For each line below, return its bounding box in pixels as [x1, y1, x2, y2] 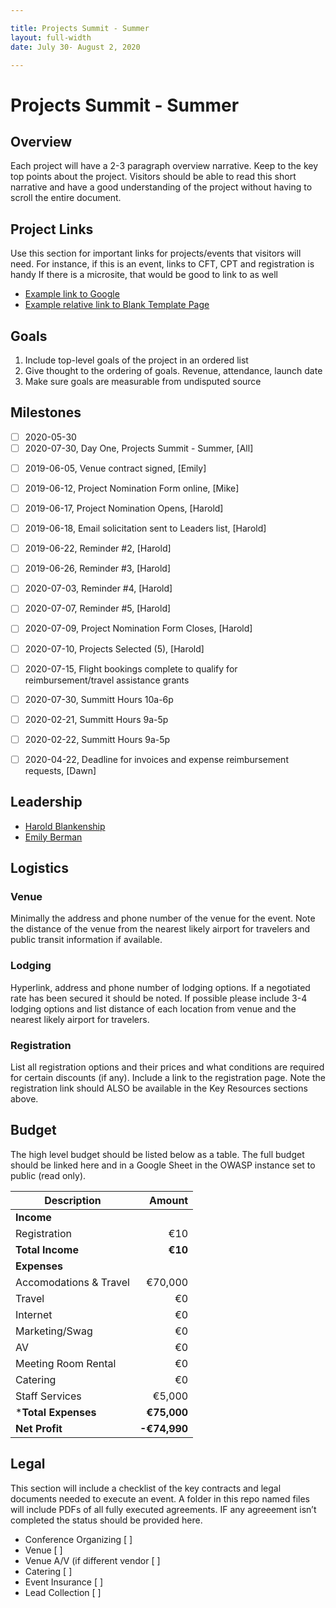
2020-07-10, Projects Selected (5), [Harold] [24, 642, 205, 655]
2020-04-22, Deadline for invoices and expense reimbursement [24, 753, 289, 765]
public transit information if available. [10, 934, 163, 946]
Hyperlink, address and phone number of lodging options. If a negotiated [10, 981, 311, 993]
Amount [149, 1193, 189, 1207]
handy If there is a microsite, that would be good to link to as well [10, 269, 278, 281]
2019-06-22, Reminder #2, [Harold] [24, 542, 172, 555]
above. [10, 1092, 39, 1105]
